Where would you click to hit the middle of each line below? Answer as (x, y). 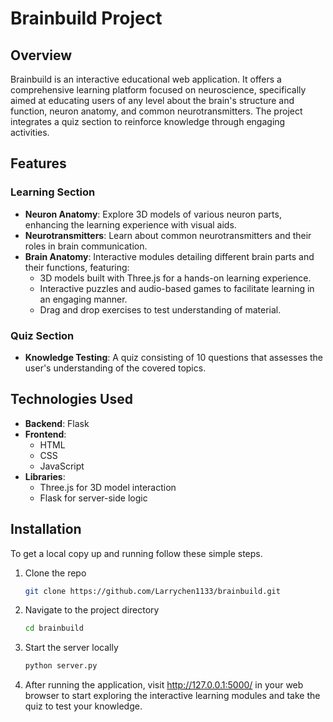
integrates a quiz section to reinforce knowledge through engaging (148, 121)
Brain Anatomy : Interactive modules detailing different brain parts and (169, 256)
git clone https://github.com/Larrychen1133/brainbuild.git (152, 591)
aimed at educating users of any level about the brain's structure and (152, 100)
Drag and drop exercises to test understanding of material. (160, 309)
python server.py (61, 666)
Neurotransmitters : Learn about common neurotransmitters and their (168, 235)
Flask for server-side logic (93, 498)
